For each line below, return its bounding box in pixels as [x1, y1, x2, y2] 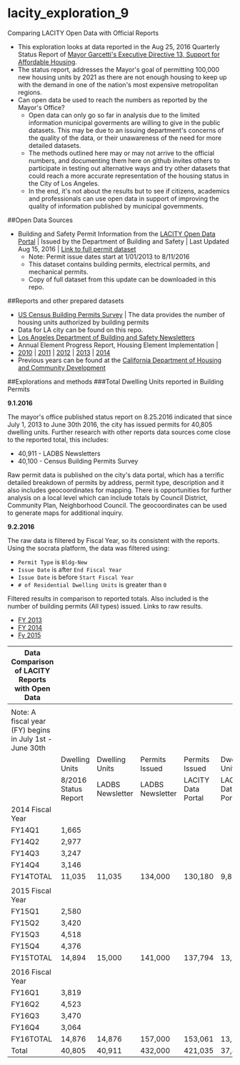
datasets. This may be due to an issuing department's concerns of [28, 126, 224, 134]
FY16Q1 [11, 987, 40, 997]
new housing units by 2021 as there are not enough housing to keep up [17, 73, 227, 81]
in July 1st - [11, 734, 53, 744]
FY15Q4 [11, 941, 40, 951]
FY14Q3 [11, 848, 40, 858]
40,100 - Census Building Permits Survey [17, 456, 139, 465]
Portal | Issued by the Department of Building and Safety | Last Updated [17, 237, 230, 246]
